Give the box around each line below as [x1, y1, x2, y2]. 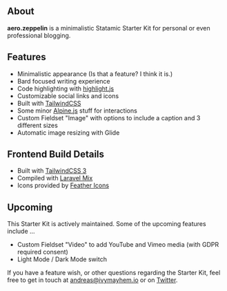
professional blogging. [7, 31, 71, 39]
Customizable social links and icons [17, 91, 119, 100]
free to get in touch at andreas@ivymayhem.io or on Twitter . [7, 276, 178, 284]
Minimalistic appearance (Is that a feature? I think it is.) [17, 69, 173, 78]
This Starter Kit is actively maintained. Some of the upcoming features [7, 220, 206, 228]
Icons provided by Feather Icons [17, 181, 109, 189]
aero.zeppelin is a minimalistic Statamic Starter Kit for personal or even [7, 24, 210, 32]
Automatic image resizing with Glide [17, 128, 120, 137]
